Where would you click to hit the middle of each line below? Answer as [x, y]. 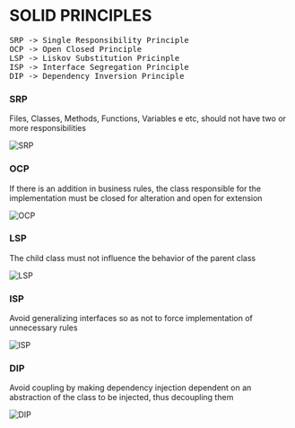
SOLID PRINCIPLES [81, 16]
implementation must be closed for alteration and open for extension [136, 197]
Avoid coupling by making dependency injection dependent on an [130, 388]
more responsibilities [48, 128]
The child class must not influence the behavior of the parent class [133, 258]
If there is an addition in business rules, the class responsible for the [135, 188]
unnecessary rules [43, 328]
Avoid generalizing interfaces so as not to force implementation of [131, 319]
